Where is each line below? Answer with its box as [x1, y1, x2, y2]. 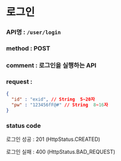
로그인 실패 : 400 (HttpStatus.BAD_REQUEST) [6, 149, 116, 156]
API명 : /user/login [6, 28, 61, 36]
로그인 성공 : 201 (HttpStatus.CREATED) [6, 136, 100, 143]
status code [6, 121, 41, 130]
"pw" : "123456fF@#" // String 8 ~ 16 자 [11, 102, 108, 108]
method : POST [6, 44, 51, 53]
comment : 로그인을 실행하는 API [6, 61, 97, 69]
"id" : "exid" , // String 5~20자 [11, 96, 96, 102]
